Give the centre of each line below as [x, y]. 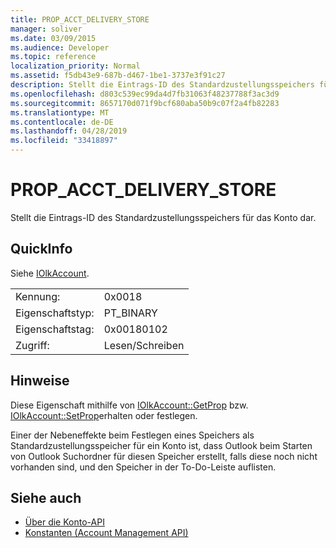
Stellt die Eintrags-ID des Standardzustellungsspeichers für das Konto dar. [163, 217]
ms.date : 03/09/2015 [53, 38]
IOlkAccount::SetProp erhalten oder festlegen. [104, 415]
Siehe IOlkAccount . [50, 273]
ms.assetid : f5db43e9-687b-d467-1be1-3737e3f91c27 [118, 76]
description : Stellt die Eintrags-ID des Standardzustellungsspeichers [162, 85]
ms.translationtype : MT [60, 112]
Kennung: [38, 296]
